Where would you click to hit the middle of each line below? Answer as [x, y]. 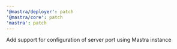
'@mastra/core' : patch [34, 17]
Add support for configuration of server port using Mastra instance [89, 40]
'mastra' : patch [26, 23]
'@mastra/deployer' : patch [40, 12]
